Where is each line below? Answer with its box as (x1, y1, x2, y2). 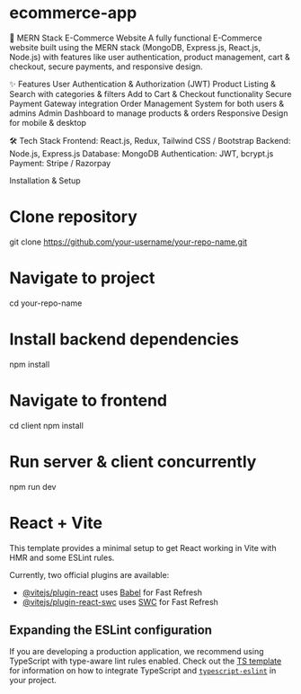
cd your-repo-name (9, 298, 83, 308)
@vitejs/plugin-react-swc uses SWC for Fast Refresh (22, 596, 218, 607)
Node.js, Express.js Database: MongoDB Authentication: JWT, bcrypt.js (9, 147, 274, 159)
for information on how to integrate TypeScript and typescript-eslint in (9, 665, 277, 676)
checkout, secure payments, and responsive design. (9, 61, 204, 72)
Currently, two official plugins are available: (9, 569, 170, 580)
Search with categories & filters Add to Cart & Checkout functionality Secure (9, 88, 292, 99)
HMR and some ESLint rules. (9, 552, 115, 563)
